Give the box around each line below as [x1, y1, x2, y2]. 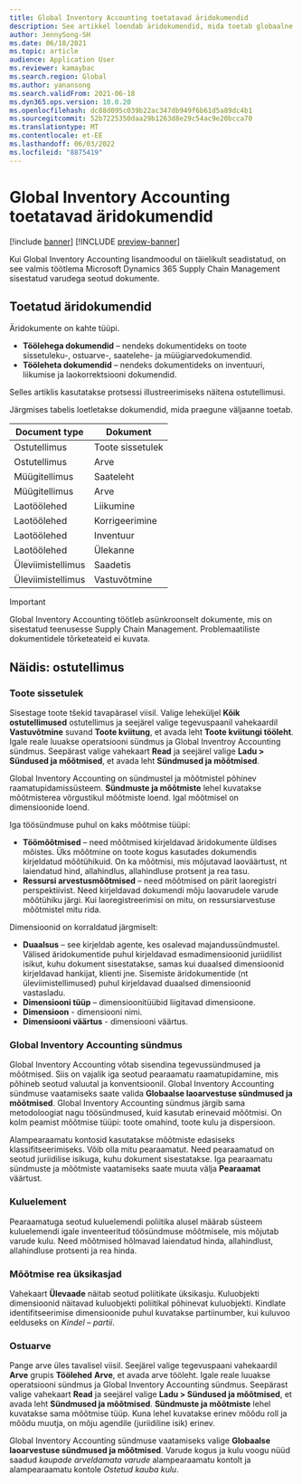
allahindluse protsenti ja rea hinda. [9, 1245, 137, 1256]
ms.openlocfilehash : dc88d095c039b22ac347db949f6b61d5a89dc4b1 [9, 106, 253, 115]
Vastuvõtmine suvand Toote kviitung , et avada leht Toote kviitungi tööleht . [9, 727, 294, 737]
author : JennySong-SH [9, 30, 91, 39]
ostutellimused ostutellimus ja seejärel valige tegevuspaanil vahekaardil [9, 717, 278, 728]
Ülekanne [93, 544, 135, 556]
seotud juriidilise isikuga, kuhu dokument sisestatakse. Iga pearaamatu [9, 1154, 273, 1165]
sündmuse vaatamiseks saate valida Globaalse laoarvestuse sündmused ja [9, 1088, 293, 1099]
